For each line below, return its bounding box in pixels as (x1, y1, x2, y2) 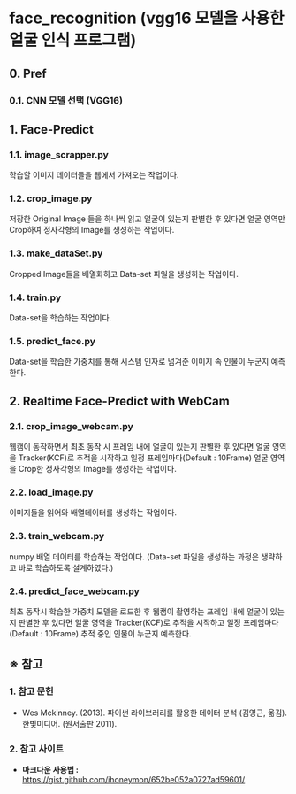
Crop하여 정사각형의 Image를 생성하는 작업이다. (9, 225, 175, 235)
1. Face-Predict (9, 121, 95, 137)
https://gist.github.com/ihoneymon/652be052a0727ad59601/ (21, 774, 246, 784)
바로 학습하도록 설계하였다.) (18, 562, 114, 573)
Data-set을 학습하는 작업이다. (9, 312, 112, 323)
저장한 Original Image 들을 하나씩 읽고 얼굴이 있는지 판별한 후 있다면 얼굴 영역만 (9, 213, 285, 224)
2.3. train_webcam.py (9, 530, 105, 543)
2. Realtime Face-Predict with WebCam (9, 393, 230, 408)
